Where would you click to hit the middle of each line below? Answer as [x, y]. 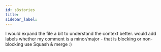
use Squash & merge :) [48, 44]
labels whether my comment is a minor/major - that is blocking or [73, 39]
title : [12, 15]
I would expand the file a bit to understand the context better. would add [81, 34]
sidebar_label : [21, 19]
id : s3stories [20, 10]
